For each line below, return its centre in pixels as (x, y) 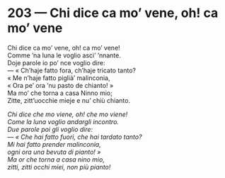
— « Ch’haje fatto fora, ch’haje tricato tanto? (72, 70)
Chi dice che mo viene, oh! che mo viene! (68, 114)
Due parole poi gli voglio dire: (50, 129)
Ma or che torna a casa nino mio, (56, 159)
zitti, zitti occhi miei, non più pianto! (59, 167)
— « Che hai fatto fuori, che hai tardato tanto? (75, 137)
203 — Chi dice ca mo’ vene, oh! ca (113, 13)
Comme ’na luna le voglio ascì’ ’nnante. (64, 55)
